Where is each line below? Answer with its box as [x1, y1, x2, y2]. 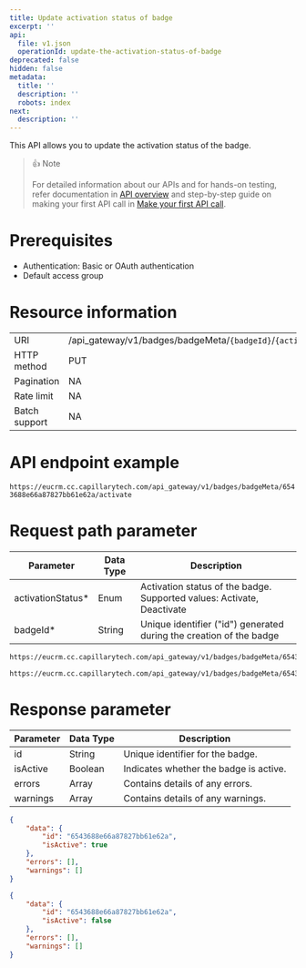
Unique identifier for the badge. [123, 748, 258, 760]
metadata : [9, 73, 47, 82]
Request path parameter [9, 521, 198, 542]
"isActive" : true [42, 841, 107, 850]
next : [9, 107, 30, 116]
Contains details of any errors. [123, 777, 253, 790]
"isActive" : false [42, 916, 112, 925]
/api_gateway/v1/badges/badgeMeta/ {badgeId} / [67, 334, 276, 346]
